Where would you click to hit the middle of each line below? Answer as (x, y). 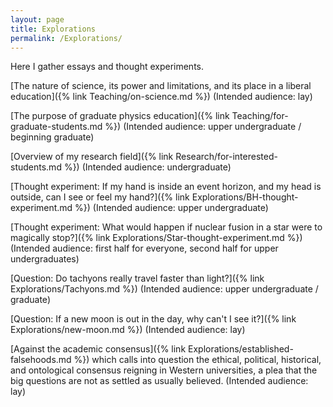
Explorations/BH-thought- (245, 197)
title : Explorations (53, 29)
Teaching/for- (260, 116)
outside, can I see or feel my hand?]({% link (100, 197)
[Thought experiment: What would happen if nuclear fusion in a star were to (166, 227)
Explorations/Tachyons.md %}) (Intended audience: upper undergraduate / (164, 289)
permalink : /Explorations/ (66, 38)
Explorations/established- (241, 349)
